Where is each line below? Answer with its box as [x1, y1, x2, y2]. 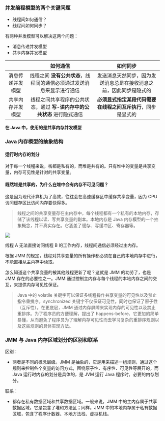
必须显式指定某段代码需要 [97, 96, 156, 103]
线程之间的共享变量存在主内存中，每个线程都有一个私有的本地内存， [17, 210, 155, 216]
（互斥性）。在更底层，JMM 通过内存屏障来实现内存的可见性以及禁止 [17, 304, 156, 310]
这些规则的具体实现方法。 [21, 323, 74, 329]
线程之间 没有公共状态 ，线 [29, 72, 90, 79]
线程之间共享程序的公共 [30, 96, 85, 103]
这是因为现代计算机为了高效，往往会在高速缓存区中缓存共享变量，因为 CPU [5, 193, 158, 199]
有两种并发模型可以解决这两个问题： [5, 33, 79, 39]
